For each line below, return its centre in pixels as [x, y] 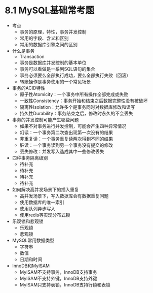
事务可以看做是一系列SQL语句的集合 [58, 69]
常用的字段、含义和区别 [44, 38]
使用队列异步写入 [37, 208]
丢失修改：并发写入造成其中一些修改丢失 [62, 151]
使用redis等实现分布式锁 [45, 215]
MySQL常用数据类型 [33, 240]
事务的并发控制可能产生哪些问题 [45, 119]
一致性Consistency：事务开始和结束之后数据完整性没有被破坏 [84, 101]
